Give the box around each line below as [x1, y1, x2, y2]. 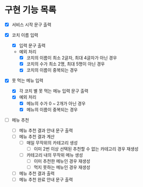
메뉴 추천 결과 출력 [19, 170, 55, 177]
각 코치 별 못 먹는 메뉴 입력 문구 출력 [19, 88, 89, 94]
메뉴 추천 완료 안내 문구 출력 [19, 177, 73, 183]
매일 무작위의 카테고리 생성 [26, 139, 78, 145]
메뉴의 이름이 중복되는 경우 [26, 107, 78, 112]
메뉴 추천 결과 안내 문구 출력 [19, 127, 73, 133]
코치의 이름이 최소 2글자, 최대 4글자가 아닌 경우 [26, 55, 117, 61]
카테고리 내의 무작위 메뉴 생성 [26, 152, 83, 158]
